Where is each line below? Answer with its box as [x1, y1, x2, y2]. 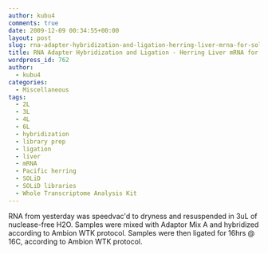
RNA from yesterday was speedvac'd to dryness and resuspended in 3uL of [8, 211, 258, 221]
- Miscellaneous [15, 85, 69, 94]
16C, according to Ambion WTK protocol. [8, 236, 143, 246]
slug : [8, 41, 26, 49]
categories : [8, 78, 48, 86]
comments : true [8, 19, 59, 27]
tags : [8, 93, 26, 101]
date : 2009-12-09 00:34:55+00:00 [8, 26, 120, 34]
